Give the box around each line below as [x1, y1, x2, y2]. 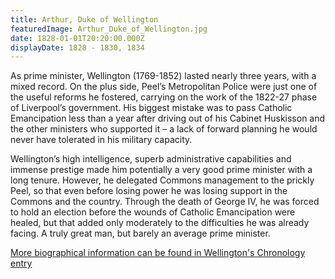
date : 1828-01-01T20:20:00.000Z [10, 33, 145, 43]
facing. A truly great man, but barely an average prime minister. [10, 227, 271, 240]
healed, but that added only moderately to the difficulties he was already [10, 217, 310, 229]
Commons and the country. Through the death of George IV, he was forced [10, 196, 320, 208]
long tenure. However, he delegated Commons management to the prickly [10, 174, 315, 186]
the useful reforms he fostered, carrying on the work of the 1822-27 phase [10, 91, 318, 103]
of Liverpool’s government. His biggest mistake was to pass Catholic [10, 102, 293, 114]
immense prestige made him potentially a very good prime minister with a [10, 164, 313, 176]
